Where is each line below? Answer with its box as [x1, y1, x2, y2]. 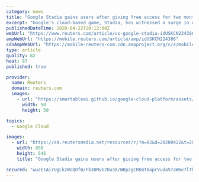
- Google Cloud [11, 123, 49, 129]
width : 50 [21, 102, 46, 108]
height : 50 [21, 107, 49, 113]
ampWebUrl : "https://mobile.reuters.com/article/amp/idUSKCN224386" [6, 36, 179, 42]
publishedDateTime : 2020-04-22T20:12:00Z [6, 25, 110, 31]
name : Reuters [11, 80, 46, 86]
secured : [6, 167, 28, 173]
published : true [6, 63, 46, 70]
